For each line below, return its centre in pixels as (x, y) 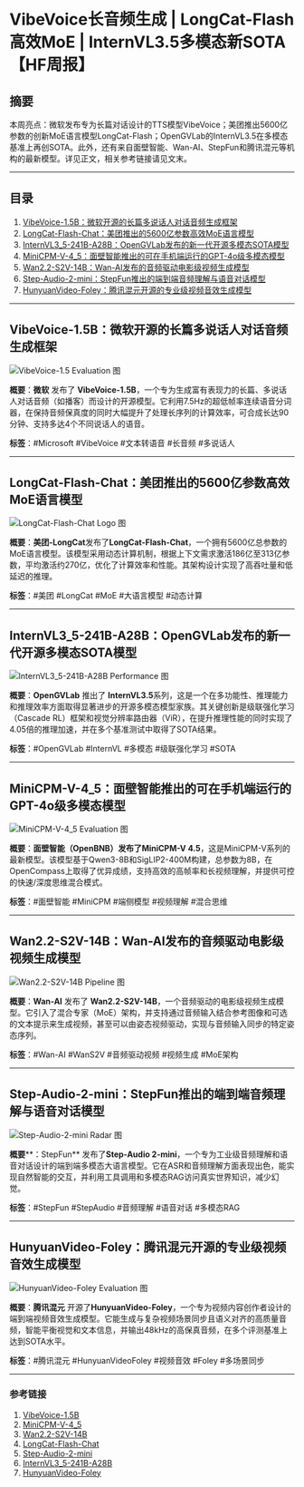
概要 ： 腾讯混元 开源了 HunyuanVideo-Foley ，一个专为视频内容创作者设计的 (151, 1307)
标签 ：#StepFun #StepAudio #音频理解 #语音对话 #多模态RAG (125, 1207)
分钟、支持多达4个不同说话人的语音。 (80, 423)
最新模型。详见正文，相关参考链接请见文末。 (108, 159)
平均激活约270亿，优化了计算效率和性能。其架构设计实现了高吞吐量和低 (159, 565)
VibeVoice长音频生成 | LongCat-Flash (152, 19)
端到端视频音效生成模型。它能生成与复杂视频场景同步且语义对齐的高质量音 (148, 1318)
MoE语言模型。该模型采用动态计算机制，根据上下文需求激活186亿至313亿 (146, 554)
